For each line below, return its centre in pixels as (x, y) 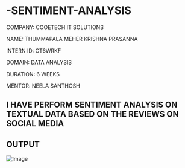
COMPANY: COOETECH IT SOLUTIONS (55, 27)
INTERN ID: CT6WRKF (34, 50)
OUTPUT (23, 144)
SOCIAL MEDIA (35, 124)
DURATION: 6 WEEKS (33, 74)
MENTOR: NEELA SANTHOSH (43, 86)
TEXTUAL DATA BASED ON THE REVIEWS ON (92, 115)
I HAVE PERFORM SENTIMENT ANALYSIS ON (92, 105)
